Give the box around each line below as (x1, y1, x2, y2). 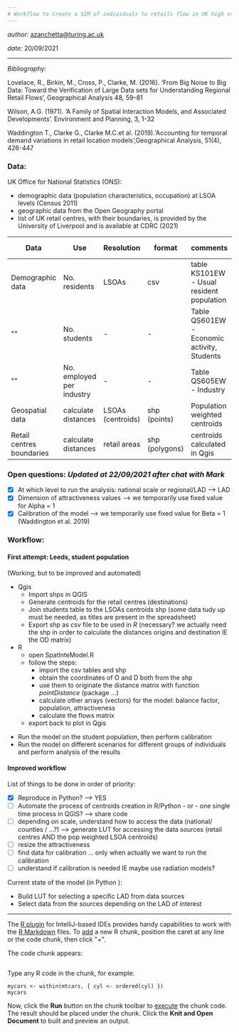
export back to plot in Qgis (28, 719, 107, 727)
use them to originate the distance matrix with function (38, 681, 200, 689)
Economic (191, 333, 225, 343)
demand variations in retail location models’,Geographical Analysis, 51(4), (7, 136, 222, 145)
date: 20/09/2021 (7, 43, 59, 52)
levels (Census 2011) (17, 199, 78, 207)
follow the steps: (28, 658, 78, 667)
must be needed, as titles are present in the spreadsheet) (28, 613, 197, 621)
